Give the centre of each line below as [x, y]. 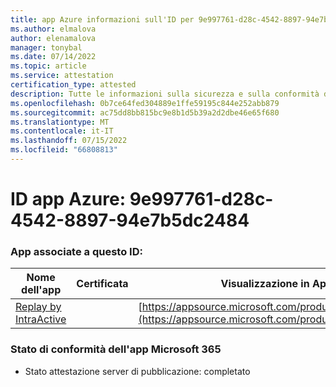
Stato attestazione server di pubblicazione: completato [137, 371]
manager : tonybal [46, 47]
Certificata [102, 284]
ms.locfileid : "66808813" [64, 150]
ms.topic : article [48, 66]
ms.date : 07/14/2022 [53, 57]
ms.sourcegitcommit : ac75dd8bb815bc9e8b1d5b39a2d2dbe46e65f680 [145, 112]
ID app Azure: [68, 199]
